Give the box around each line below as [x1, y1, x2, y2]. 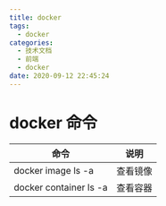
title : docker [9, 13, 62, 22]
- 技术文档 [17, 47, 53, 56]
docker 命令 [9, 113, 98, 133]
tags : [9, 21, 29, 30]
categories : [9, 38, 54, 47]
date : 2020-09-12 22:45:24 [9, 72, 110, 81]
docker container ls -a [13, 181, 109, 193]
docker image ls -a [13, 164, 94, 176]
